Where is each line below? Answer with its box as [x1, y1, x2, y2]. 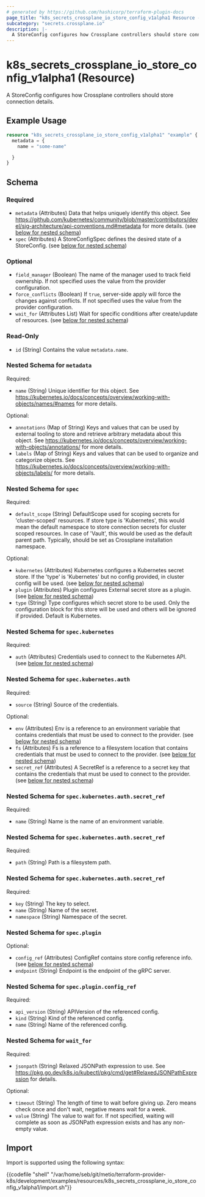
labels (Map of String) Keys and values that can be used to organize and [15, 450, 199, 457]
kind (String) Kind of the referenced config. [15, 1014, 124, 1022]
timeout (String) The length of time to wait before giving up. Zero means [15, 1099, 197, 1106]
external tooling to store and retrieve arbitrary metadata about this [15, 430, 182, 437]
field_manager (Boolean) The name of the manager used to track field [15, 271, 191, 279]
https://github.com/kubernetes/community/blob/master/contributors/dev [15, 216, 198, 223]
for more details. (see [142, 222, 196, 230]
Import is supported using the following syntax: [6, 1159, 125, 1166]
